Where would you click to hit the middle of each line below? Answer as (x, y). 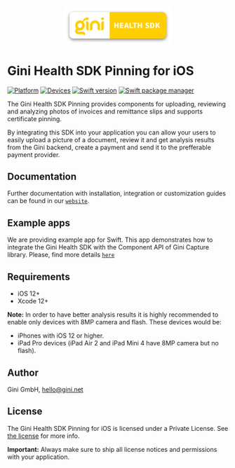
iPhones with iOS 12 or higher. (61, 336)
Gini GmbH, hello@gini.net (45, 389)
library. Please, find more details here (61, 255)
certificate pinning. (34, 118)
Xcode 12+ (33, 301)
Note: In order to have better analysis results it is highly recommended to (113, 315)
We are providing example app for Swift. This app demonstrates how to (110, 240)
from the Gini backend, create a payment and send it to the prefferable (109, 147)
